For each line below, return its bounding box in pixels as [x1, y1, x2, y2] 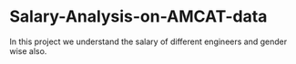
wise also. [9, 45, 47, 56]
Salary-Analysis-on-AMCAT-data [9, 6, 268, 27]
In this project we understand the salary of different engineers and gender [9, 36, 288, 47]
